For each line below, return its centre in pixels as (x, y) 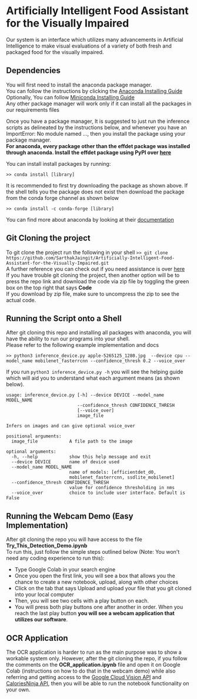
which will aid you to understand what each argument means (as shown (93, 378)
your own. (18, 690)
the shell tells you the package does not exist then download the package (95, 192)
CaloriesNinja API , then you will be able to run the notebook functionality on (98, 683)
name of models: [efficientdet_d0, (113, 472)
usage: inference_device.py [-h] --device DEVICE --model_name (85, 395)
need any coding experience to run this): (55, 558)
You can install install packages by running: (59, 163)
